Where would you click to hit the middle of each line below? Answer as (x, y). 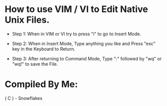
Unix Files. (27, 20)
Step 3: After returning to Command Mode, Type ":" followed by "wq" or (87, 58)
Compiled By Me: (41, 84)
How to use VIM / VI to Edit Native (76, 9)
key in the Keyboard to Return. (44, 49)
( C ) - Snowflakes (23, 98)
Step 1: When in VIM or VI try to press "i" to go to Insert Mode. (76, 34)
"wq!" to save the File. (35, 64)
